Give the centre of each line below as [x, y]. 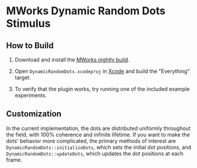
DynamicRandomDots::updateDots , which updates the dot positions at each [95, 153]
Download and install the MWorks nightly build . [72, 60]
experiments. [31, 95]
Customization [34, 114]
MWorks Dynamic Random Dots [86, 11]
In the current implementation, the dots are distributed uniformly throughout [98, 128]
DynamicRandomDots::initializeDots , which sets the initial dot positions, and [98, 147]
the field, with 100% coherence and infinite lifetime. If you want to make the [98, 134]
